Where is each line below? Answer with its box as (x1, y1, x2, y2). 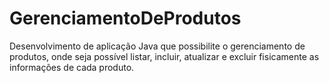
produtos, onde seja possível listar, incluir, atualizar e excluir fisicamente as (9, 50, 320, 62)
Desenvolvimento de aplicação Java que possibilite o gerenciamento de (9, 40, 306, 52)
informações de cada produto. (9, 61, 135, 73)
